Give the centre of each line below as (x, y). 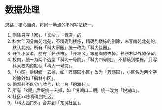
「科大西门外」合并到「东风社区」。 (48, 102)
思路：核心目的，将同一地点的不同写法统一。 (50, 25)
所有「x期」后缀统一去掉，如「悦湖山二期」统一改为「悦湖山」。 (77, 90)
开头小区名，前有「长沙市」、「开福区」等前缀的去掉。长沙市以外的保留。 (85, 53)
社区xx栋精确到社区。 (34, 96)
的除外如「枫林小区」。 (35, 78)
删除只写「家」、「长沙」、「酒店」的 (47, 35)
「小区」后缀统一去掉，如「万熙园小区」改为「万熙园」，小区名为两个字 (84, 72)
